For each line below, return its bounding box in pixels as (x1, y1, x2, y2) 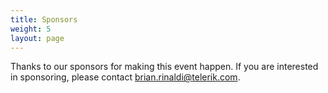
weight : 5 (10, 24, 52, 34)
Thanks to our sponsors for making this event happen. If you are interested (10, 61, 319, 73)
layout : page (10, 33, 65, 43)
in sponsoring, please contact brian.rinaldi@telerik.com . (10, 71, 241, 83)
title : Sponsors (10, 14, 78, 25)
